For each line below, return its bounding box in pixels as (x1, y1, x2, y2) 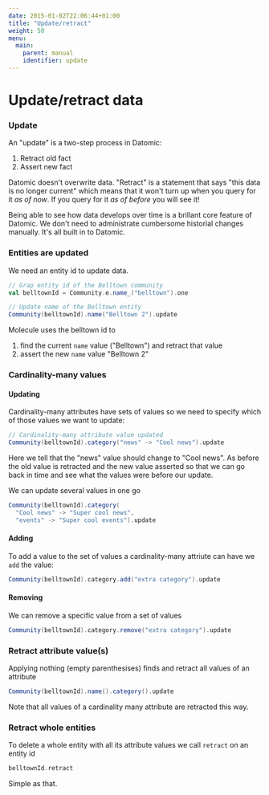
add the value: (8, 560, 54, 569)
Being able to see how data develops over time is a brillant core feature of (8, 210, 253, 220)
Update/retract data (8, 92, 144, 109)
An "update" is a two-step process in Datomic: (8, 138, 162, 148)
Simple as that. (8, 779, 58, 789)
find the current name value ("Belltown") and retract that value (19, 340, 223, 350)
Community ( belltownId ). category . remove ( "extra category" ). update (8, 626, 231, 634)
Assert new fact (19, 162, 73, 172)
